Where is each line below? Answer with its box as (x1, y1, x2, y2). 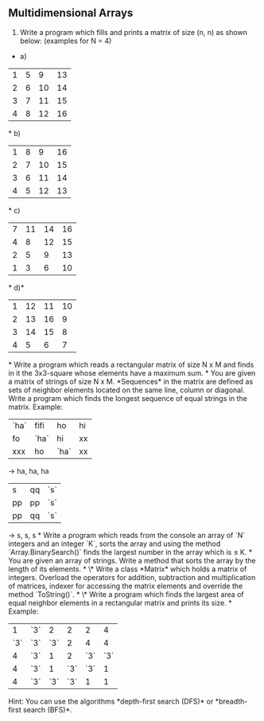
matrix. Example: (8, 402, 64, 411)
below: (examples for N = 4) (19, 36, 112, 45)
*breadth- (215, 696, 248, 706)
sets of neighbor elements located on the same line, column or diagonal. (8, 385, 245, 395)
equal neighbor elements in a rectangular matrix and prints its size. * (8, 598, 232, 607)
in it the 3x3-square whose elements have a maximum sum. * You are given (8, 368, 256, 377)
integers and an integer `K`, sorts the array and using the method (8, 539, 221, 548)
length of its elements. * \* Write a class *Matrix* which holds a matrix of (8, 564, 247, 574)
